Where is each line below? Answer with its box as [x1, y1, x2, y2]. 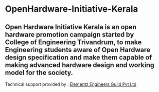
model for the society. [5, 68, 73, 76]
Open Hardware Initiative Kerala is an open [5, 23, 137, 31]
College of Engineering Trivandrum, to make [5, 38, 142, 46]
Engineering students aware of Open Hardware [5, 45, 151, 54]
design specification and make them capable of [5, 53, 152, 61]
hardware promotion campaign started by [5, 30, 134, 38]
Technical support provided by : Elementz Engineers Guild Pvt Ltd [5, 81, 137, 87]
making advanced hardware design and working [5, 61, 155, 69]
